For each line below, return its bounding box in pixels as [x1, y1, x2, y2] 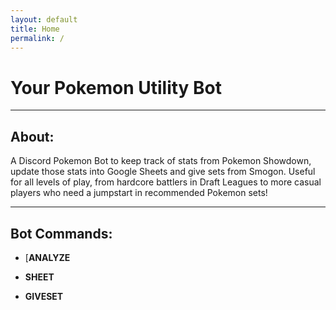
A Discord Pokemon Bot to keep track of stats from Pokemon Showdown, [10, 155, 312, 167]
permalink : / [10, 33, 65, 43]
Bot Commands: [10, 225, 113, 242]
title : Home [10, 24, 60, 34]
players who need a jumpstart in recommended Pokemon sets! [10, 187, 268, 199]
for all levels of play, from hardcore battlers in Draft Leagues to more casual [10, 176, 322, 188]
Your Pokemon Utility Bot [10, 76, 223, 99]
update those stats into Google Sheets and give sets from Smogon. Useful [10, 166, 316, 178]
